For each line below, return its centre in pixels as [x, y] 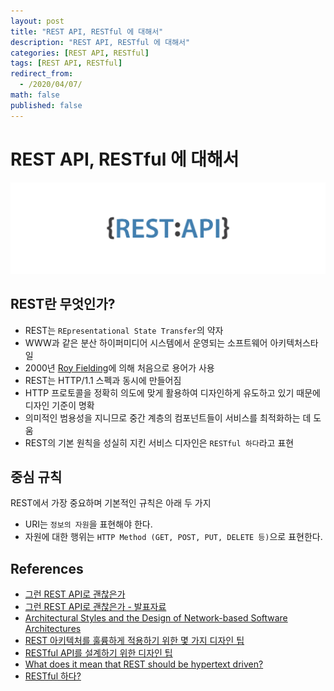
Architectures [53, 629]
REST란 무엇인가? [63, 304]
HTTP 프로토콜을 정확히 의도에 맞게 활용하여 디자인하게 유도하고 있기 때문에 [172, 392]
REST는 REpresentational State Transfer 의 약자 [124, 330]
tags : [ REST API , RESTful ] [66, 63]
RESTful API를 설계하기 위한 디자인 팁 [98, 653]
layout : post [37, 21]
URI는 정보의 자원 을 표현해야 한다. [88, 524]
